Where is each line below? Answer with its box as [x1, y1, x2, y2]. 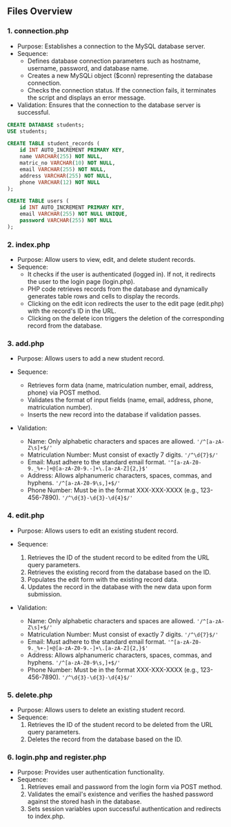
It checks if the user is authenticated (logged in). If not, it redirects [27, 270, 216, 278]
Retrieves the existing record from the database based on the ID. [27, 568, 212, 576]
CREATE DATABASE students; [7, 121, 85, 129]
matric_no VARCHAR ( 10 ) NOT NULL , [19, 160, 116, 167]
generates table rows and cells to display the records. [27, 292, 181, 301]
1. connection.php [7, 26, 69, 36]
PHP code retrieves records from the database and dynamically [27, 285, 208, 293]
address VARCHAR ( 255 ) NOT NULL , [19, 172, 112, 179]
